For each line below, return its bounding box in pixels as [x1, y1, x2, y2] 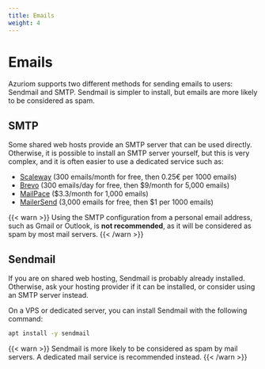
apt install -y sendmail [8, 329, 90, 337]
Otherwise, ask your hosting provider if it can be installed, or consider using [8, 282, 256, 291]
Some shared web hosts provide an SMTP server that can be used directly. [8, 140, 252, 150]
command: [8, 314, 44, 324]
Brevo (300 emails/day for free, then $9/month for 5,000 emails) [19, 181, 230, 190]
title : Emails [8, 11, 55, 20]
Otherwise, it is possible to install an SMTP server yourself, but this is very [8, 148, 250, 158]
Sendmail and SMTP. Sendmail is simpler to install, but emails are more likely [8, 88, 258, 97]
